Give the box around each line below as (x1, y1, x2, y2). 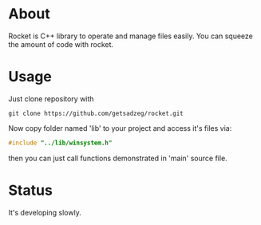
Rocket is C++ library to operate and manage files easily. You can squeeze (8, 31, 253, 41)
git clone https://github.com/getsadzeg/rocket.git (8, 109, 184, 117)
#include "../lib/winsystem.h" (8, 139, 113, 147)
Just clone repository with (8, 93, 94, 104)
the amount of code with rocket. (8, 39, 114, 49)
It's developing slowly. (8, 207, 81, 217)
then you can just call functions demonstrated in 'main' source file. (8, 153, 227, 163)
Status (8, 181, 53, 199)
